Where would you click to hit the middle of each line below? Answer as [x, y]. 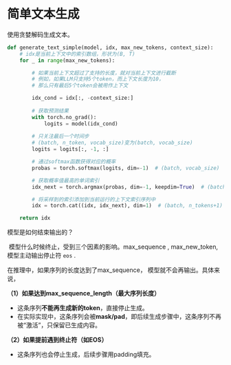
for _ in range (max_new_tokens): [67, 60]
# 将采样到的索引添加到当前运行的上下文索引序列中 [94, 199]
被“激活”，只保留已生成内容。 [59, 325]
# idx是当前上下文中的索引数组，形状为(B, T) [77, 54]
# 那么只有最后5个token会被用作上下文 [80, 86]
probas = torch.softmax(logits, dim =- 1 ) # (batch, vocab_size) [126, 168]
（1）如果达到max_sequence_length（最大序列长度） [84, 293]
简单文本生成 [44, 14]
